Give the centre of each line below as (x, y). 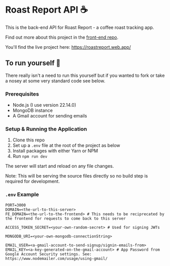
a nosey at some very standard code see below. (55, 81)
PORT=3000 (16, 205)
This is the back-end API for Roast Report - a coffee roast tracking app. (80, 27)
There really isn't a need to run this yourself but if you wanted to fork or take (85, 75)
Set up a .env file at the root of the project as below (66, 145)
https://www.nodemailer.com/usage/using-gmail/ (57, 258)
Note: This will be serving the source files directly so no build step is (77, 176)
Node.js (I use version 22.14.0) (44, 105)
